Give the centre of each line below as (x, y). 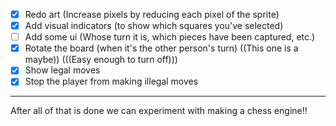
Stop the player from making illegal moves (111, 81)
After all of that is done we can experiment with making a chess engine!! (159, 111)
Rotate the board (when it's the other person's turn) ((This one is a (161, 48)
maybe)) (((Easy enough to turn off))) (101, 60)
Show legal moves (62, 70)
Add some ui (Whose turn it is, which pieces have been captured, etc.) (170, 37)
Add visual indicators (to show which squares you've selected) (154, 26)
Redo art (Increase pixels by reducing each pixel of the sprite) (152, 14)
